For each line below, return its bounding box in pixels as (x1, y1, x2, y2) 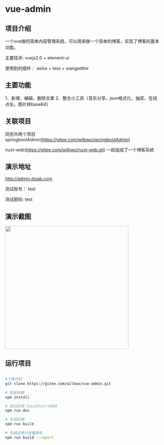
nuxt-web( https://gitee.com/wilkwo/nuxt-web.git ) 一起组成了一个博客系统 (5, 147, 154, 153)
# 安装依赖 (5, 390, 25, 395)
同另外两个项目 (5, 131, 35, 137)
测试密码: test (5, 196, 33, 202)
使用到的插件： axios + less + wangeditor (5, 65, 89, 71)
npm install (5, 395, 30, 400)
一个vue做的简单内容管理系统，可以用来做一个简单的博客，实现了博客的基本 (5, 38, 160, 44)
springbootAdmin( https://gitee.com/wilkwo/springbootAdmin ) (5, 136, 131, 142)
